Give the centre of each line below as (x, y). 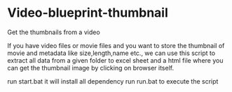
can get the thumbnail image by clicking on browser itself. (90, 68)
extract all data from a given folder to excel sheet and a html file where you (115, 60)
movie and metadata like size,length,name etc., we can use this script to (111, 53)
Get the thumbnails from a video (54, 32)
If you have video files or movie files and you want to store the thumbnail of (116, 45)
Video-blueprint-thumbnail (88, 13)
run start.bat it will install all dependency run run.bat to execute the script (113, 81)
